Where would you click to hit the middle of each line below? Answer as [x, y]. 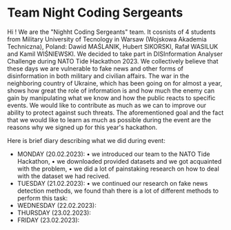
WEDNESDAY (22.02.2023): [57, 205]
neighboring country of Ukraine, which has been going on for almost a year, [115, 83]
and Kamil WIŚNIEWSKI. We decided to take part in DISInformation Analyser [115, 54]
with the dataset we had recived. [63, 176]
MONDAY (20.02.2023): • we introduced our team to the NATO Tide [113, 154]
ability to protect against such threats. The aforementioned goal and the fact [115, 113]
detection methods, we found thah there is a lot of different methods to [118, 191]
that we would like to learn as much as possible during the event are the [109, 119]
